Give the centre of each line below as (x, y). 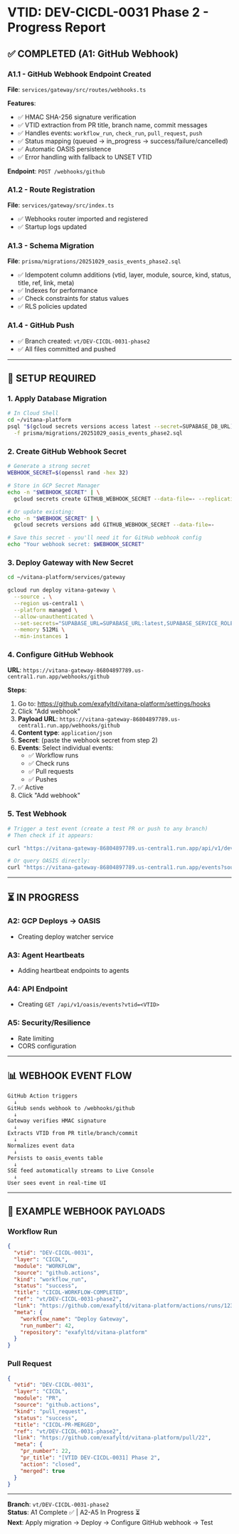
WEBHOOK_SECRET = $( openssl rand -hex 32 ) (68, 473)
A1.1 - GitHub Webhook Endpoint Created (79, 74)
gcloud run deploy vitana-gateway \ (62, 590)
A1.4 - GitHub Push (41, 326)
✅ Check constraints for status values (73, 299)
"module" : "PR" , (38, 1398)
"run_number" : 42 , (47, 1326)
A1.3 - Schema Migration (51, 246)
